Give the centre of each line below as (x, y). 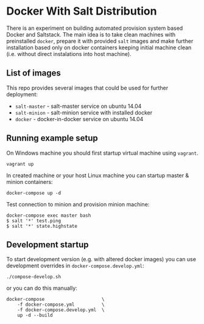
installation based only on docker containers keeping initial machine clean (99, 48)
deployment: (22, 94)
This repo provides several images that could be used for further (87, 88)
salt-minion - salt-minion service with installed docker (84, 112)
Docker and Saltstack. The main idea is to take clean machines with (91, 34)
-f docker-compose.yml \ (61, 305)
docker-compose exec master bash (49, 215)
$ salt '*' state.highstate (42, 226)
